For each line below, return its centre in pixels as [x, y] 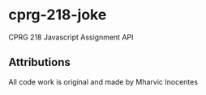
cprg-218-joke [58, 15]
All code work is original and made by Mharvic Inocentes [103, 81]
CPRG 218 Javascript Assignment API [71, 37]
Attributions [40, 62]
